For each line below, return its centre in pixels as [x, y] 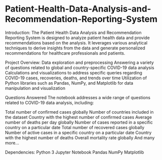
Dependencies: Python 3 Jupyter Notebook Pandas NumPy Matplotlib [74, 152]
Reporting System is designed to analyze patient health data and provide [77, 38]
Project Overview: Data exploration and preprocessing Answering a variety [79, 62]
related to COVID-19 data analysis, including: [50, 102]
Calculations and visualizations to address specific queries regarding [74, 73]
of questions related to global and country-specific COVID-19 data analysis [80, 67]
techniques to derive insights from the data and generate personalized [75, 48]
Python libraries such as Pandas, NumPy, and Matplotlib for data [69, 83]
